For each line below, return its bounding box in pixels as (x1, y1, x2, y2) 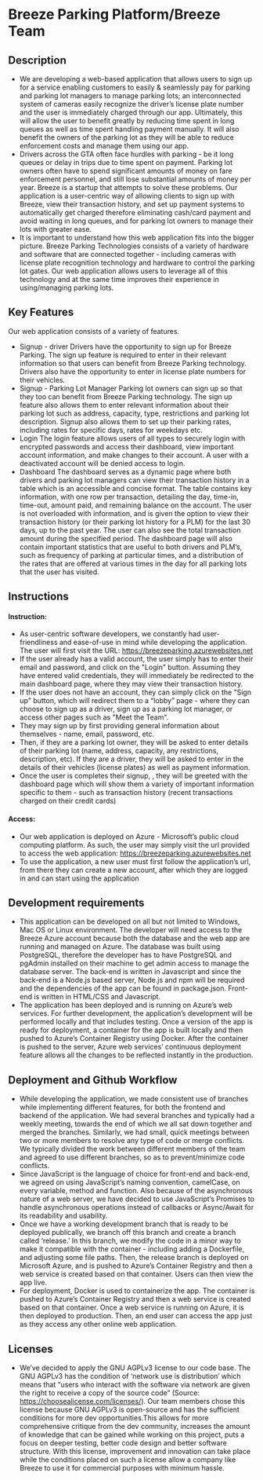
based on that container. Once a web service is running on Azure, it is (19, 1302, 244, 1313)
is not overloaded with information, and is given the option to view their (19, 508, 249, 518)
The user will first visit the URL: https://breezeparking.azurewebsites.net (19, 646, 253, 655)
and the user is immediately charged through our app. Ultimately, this (19, 108, 243, 117)
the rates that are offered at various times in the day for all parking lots (19, 559, 247, 568)
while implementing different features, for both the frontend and (19, 1102, 225, 1112)
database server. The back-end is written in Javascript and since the (19, 967, 241, 976)
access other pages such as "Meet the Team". (19, 713, 169, 722)
